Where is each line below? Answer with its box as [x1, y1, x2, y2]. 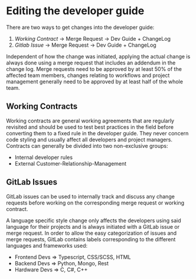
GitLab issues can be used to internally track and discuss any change [6, 193, 175, 200]
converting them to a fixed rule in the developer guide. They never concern [6, 129, 189, 137]
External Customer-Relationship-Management [14, 160, 127, 167]
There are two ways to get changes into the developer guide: [6, 24, 155, 31]
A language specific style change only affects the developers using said [6, 217, 181, 224]
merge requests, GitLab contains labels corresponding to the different [6, 235, 176, 243]
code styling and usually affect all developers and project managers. [6, 136, 173, 143]
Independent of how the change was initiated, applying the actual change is [6, 53, 191, 60]
